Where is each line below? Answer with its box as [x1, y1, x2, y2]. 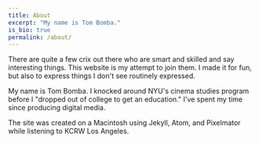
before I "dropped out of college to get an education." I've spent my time [8, 95, 243, 104]
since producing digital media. [8, 103, 106, 113]
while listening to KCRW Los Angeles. [8, 127, 129, 136]
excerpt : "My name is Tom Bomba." [8, 19, 122, 27]
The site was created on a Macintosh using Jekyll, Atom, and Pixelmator [8, 118, 241, 127]
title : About [8, 11, 51, 20]
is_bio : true [8, 26, 51, 34]
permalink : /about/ [8, 33, 72, 41]
